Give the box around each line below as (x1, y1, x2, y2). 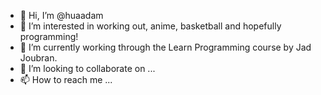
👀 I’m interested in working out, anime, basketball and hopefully (19, 20, 282, 32)
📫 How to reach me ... (19, 74, 113, 85)
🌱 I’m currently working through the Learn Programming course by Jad (19, 41, 312, 53)
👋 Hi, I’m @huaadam (19, 10, 104, 21)
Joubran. (19, 52, 58, 64)
